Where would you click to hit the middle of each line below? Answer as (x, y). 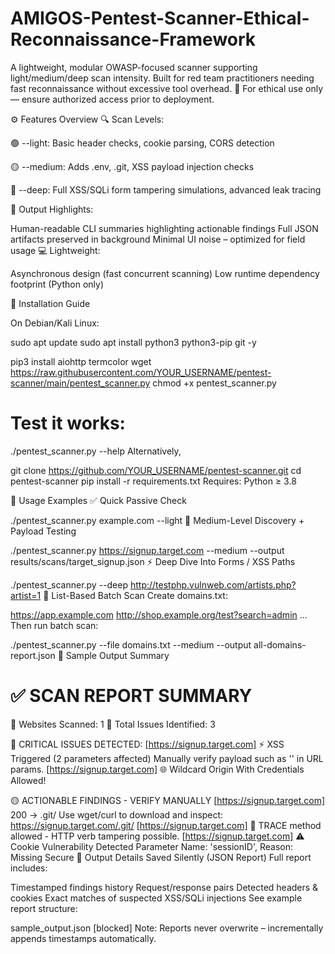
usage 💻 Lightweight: (55, 250)
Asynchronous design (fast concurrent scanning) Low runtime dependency (165, 273)
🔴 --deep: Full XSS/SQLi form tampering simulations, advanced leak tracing (166, 189)
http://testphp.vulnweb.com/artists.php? (213, 584)
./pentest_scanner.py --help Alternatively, (96, 451)
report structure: (44, 908)
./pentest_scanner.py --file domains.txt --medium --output (131, 644)
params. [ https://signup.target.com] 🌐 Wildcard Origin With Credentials (157, 769)
